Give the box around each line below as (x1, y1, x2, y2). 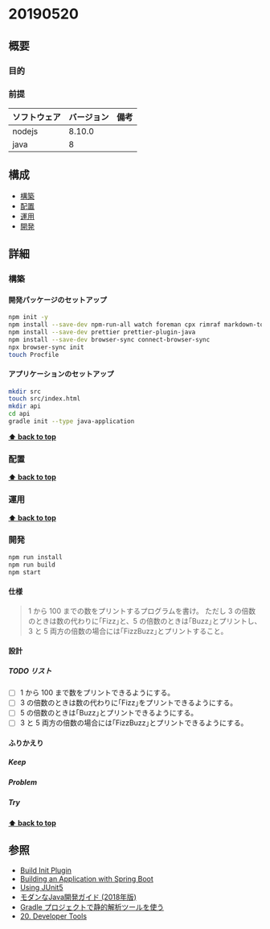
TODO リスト (8, 666, 52, 675)
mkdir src (8, 388, 42, 396)
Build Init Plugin (19, 865, 72, 875)
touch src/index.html (8, 395, 81, 403)
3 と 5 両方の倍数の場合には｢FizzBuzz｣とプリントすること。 (27, 626, 228, 636)
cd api (8, 410, 31, 418)
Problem (8, 778, 38, 787)
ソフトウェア (12, 111, 62, 122)
